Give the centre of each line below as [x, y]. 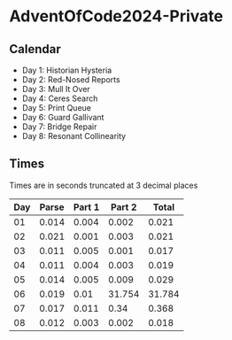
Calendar [35, 49]
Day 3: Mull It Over [56, 89]
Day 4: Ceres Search [60, 98]
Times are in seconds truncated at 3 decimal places [104, 185]
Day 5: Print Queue [56, 108]
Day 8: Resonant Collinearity [74, 136]
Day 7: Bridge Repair [59, 127]
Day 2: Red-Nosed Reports [71, 80]
